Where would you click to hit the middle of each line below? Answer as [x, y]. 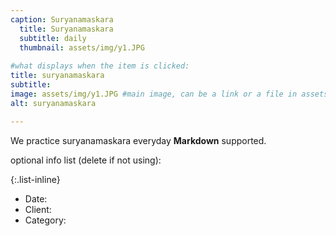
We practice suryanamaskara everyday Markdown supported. [138, 140]
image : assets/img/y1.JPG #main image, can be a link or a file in [154, 94]
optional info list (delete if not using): [86, 160]
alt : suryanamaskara [53, 103]
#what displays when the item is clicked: [100, 66]
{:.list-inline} [35, 179]
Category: [45, 220]
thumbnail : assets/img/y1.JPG [82, 47]
